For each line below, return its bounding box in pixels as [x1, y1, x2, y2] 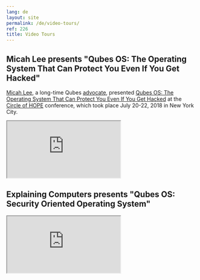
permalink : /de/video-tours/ [6, 20, 80, 26]
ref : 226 [6, 25, 28, 32]
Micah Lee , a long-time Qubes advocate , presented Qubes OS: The [6, 88, 174, 96]
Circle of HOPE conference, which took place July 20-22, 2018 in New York [6, 101, 195, 109]
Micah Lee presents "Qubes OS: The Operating [6, 54, 187, 64]
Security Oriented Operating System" [6, 199, 151, 209]
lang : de [6, 8, 28, 15]
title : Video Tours [6, 32, 56, 38]
